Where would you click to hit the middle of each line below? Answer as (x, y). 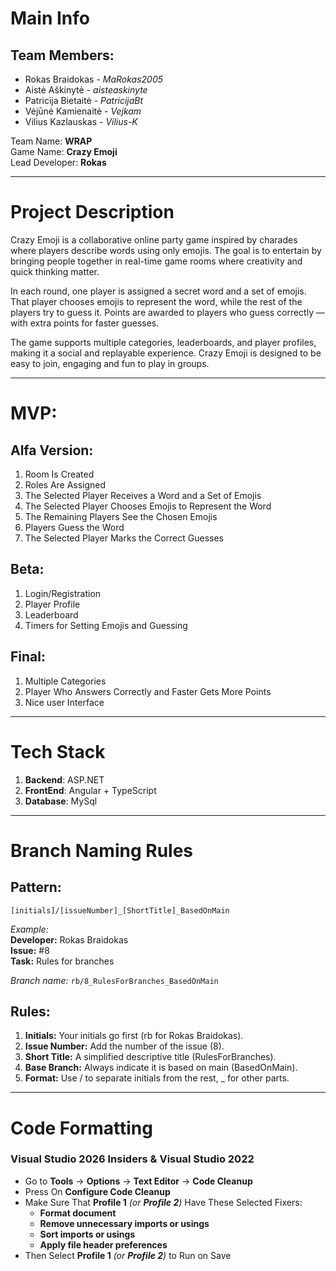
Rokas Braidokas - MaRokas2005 (94, 79)
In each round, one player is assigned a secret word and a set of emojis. (158, 291)
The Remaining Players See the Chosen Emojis (121, 516)
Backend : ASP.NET (64, 779)
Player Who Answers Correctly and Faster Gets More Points (148, 691)
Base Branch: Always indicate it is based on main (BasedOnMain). (161, 1068)
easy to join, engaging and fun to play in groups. (110, 363)
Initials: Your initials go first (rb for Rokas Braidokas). (134, 1036)
